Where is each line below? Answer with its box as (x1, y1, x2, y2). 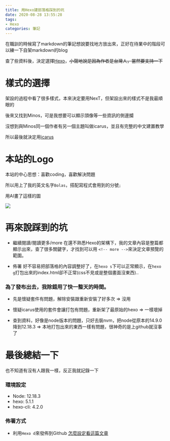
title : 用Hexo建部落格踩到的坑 (5, 7, 64, 13)
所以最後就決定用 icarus (5, 134, 54, 140)
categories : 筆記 (5, 26, 41, 31)
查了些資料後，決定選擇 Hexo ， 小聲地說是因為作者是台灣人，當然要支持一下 (5, 58, 163, 64)
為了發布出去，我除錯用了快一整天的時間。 (5, 283, 110, 290)
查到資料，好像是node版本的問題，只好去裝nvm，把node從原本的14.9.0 (12, 317, 162, 323)
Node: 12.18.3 (12, 393, 41, 399)
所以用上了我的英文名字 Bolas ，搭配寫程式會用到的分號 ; (5, 182, 121, 188)
